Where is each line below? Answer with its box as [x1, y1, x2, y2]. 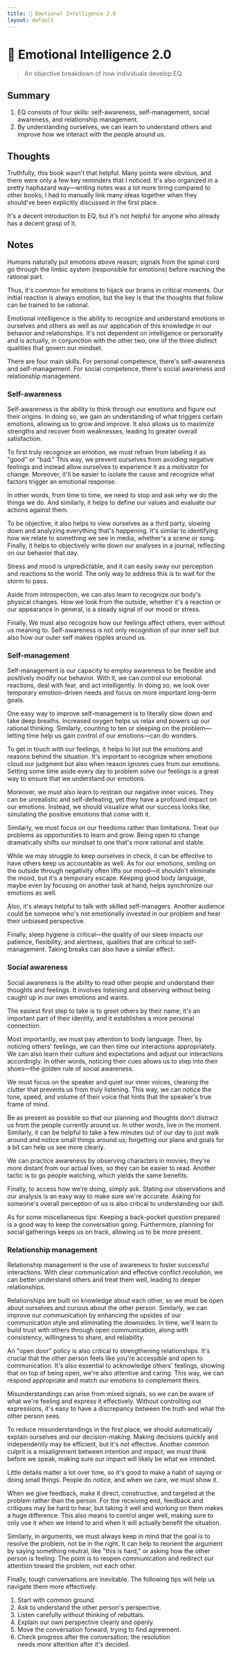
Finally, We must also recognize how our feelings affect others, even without [7, 619, 225, 627]
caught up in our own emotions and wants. [7, 993, 130, 1001]
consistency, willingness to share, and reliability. [7, 1333, 145, 1341]
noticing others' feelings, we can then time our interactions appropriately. [7, 1042, 217, 1050]
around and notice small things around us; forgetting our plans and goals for [7, 1135, 224, 1143]
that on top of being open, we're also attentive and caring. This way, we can [7, 1369, 224, 1378]
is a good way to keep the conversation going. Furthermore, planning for [7, 1220, 214, 1228]
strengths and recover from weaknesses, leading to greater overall [7, 427, 197, 436]
